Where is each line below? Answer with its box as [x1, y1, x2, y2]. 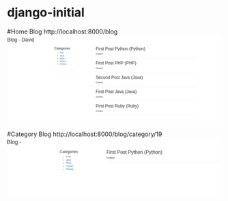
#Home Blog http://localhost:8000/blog [7, 27, 118, 36]
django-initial [7, 5, 85, 21]
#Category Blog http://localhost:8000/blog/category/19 [7, 130, 162, 138]
